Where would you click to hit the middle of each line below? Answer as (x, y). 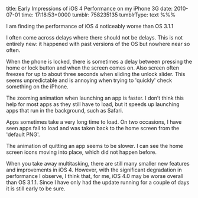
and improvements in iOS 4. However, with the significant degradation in (94, 170)
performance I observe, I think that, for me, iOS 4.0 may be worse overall (95, 176)
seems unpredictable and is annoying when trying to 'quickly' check (89, 80)
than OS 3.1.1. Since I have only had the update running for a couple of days (98, 182)
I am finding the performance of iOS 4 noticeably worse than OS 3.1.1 (90, 26)
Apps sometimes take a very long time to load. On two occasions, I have (94, 122)
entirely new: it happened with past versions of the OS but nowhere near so (98, 44)
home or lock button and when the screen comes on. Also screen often (92, 68)
